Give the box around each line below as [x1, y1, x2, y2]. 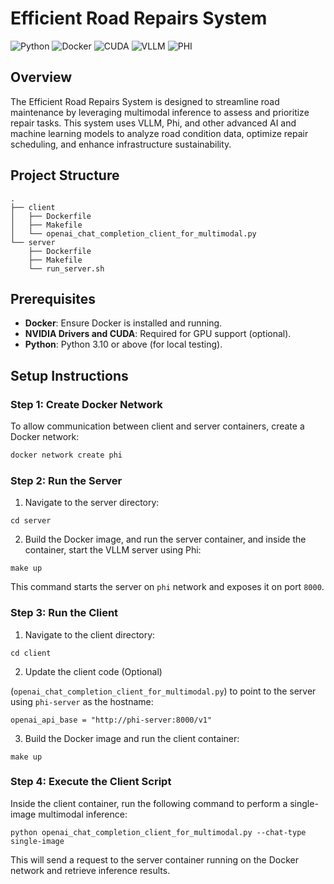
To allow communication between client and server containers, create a [10, 420, 305, 432]
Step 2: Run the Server [10, 473, 123, 487]
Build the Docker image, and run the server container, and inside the [24, 533, 307, 546]
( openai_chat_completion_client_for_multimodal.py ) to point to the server [10, 685, 317, 697]
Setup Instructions [10, 367, 129, 384]
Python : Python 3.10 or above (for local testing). [24, 338, 223, 351]
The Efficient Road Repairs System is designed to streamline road [10, 95, 280, 107]
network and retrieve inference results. [10, 864, 171, 876]
